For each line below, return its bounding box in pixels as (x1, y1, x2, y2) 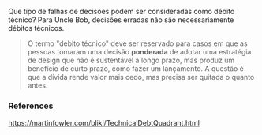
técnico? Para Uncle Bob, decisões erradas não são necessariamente (8, 15, 234, 24)
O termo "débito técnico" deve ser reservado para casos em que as (27, 39, 248, 48)
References (8, 100, 54, 111)
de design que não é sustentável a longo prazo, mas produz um (27, 55, 235, 65)
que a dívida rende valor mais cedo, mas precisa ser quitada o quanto (27, 73, 255, 81)
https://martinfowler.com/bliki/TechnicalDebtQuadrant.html (8, 118, 200, 128)
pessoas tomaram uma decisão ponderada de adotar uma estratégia (27, 47, 252, 56)
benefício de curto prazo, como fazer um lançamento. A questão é (27, 64, 245, 73)
